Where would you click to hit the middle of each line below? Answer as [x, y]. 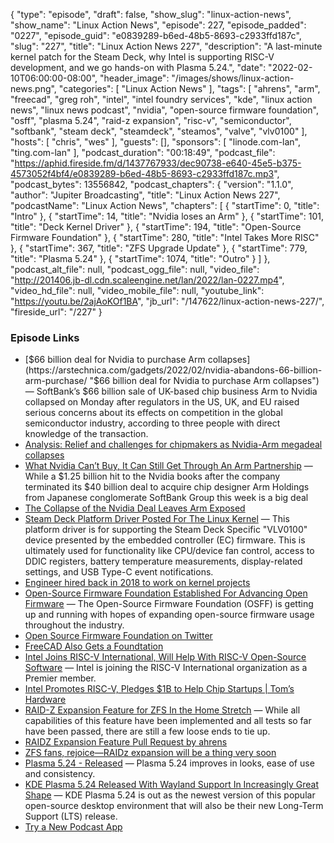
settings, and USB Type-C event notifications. [119, 572]
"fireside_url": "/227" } [56, 312]
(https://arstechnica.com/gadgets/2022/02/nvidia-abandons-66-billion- [173, 370]
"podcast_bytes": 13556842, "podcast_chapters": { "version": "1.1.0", [152, 184]
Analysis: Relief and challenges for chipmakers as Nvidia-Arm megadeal [173, 445]
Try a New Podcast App [73, 827]
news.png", [33, 88]
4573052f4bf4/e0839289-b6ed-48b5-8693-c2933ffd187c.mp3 [142, 173]
